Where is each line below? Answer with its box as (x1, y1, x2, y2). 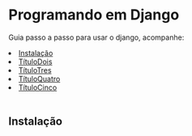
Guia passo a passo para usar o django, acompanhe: (8, 32, 185, 42)
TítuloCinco (19, 83, 58, 92)
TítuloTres (19, 65, 52, 74)
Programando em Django (8, 6, 180, 24)
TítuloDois (19, 57, 53, 66)
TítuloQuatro (19, 74, 61, 83)
